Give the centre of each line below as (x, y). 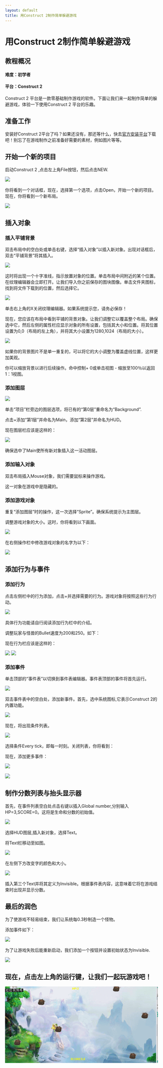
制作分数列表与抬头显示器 (43, 793)
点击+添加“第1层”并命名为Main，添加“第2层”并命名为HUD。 (65, 420)
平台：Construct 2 (24, 87)
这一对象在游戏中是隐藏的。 (33, 486)
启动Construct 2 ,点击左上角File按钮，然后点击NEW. (57, 169)
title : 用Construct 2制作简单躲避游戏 (41, 15)
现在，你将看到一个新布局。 (33, 196)
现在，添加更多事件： (26, 757)
